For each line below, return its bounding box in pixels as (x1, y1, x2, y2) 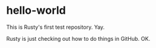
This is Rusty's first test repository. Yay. (6, 23, 105, 31)
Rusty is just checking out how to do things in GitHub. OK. (6, 35, 151, 42)
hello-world (6, 4, 67, 17)
